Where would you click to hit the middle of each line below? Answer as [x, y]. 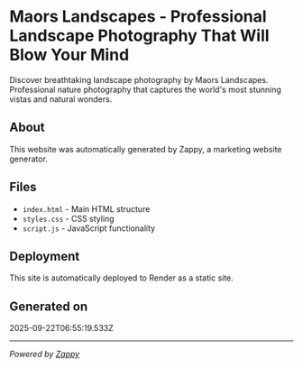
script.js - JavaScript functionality [89, 228]
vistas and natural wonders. [61, 99]
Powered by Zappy [45, 354]
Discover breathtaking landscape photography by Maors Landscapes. [139, 79]
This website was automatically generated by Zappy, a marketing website [146, 149]
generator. [28, 159]
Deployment [45, 256]
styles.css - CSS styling [68, 218]
